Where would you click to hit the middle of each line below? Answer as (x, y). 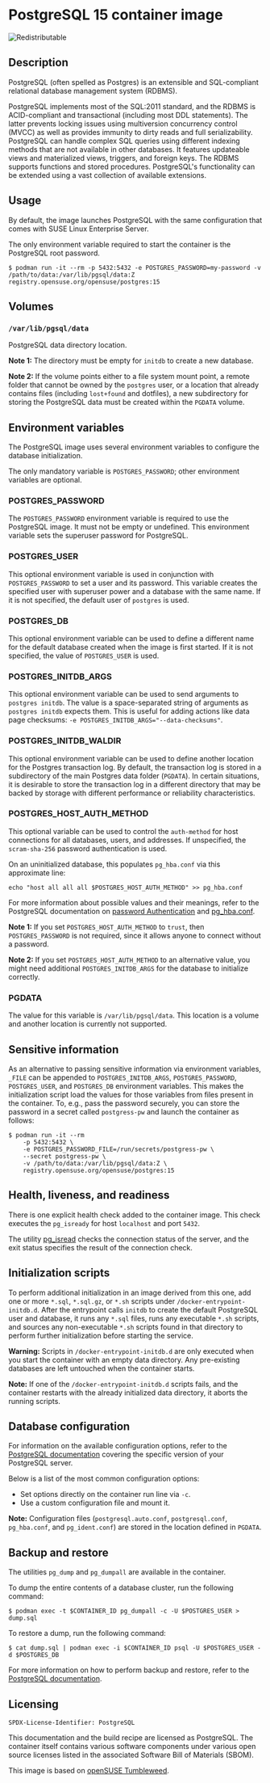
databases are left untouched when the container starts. (102, 1368)
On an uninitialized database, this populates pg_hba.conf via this (114, 864)
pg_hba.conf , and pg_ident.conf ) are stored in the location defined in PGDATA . (135, 1527)
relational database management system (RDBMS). (93, 91)
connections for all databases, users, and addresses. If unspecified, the (127, 840)
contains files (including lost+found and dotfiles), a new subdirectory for (129, 394)
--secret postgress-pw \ (64, 1156)
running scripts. (34, 1401)
